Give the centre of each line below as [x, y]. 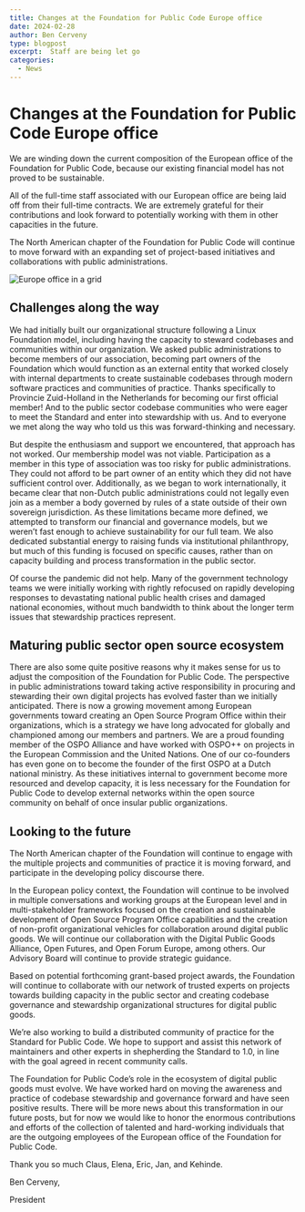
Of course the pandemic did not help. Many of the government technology [149, 578]
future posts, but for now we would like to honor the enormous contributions [152, 1118]
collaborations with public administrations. [89, 262]
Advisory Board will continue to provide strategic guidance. [121, 959]
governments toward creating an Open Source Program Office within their [148, 715]
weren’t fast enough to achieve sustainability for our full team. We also [142, 531]
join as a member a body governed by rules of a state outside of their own [148, 502]
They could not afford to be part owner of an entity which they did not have [151, 473]
